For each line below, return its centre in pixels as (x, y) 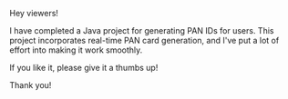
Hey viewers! (34, 13)
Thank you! (31, 85)
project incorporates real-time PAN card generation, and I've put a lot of (144, 40)
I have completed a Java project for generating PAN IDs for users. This (142, 30)
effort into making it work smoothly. (76, 50)
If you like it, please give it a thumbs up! (84, 68)
